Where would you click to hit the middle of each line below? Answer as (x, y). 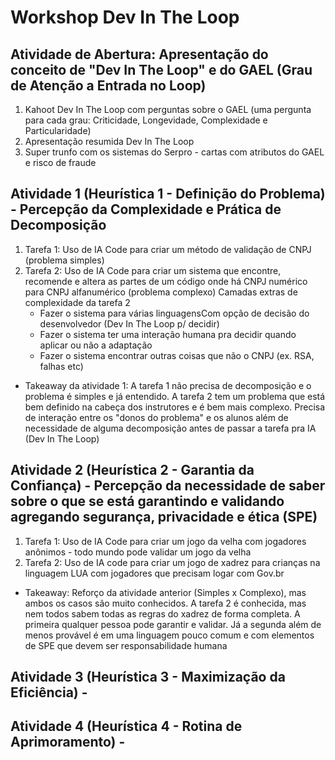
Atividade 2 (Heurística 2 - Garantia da (132, 470)
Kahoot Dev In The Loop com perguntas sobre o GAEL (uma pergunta (168, 109)
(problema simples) (64, 260)
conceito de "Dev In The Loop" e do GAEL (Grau (161, 69)
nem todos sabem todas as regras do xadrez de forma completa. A (162, 613)
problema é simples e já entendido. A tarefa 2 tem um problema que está (175, 396)
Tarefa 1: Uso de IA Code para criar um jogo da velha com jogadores (165, 541)
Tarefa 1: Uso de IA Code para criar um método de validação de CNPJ (168, 249)
